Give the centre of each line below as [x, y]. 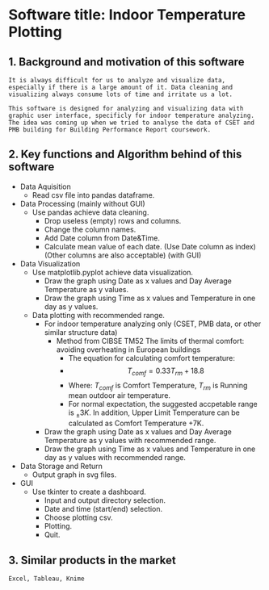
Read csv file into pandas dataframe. [93, 195]
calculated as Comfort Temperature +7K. [136, 423]
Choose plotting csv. [78, 517]
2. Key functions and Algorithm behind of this [125, 155]
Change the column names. [90, 229]
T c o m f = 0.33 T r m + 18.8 [166, 371]
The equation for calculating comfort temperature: [152, 358]
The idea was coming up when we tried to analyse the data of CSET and [131, 123]
